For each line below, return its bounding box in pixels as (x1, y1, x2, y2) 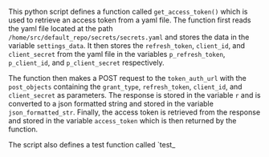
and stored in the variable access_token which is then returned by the (8, 116, 237, 125)
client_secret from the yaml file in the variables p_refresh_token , (8, 50, 226, 58)
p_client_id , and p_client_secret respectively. (8, 58, 165, 67)
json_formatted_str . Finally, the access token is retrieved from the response (8, 107, 261, 117)
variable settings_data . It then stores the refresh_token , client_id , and (8, 41, 246, 50)
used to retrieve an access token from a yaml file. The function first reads (8, 15, 251, 25)
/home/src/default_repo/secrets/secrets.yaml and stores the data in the (8, 32, 250, 42)
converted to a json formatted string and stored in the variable (8, 99, 214, 108)
